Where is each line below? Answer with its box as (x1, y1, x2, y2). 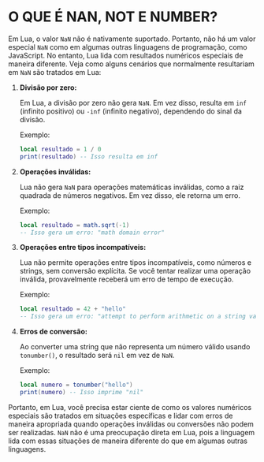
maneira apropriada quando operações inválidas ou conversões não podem (8, 419, 254, 429)
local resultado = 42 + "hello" (19, 305, 126, 313)
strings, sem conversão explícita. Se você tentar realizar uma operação (19, 266, 251, 276)
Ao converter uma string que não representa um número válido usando (19, 342, 251, 352)
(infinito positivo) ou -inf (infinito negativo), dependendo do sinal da (19, 106, 243, 116)
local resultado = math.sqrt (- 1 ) (19, 221, 130, 229)
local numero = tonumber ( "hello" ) (19, 381, 133, 389)
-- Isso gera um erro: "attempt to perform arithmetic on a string (19, 312, 246, 321)
